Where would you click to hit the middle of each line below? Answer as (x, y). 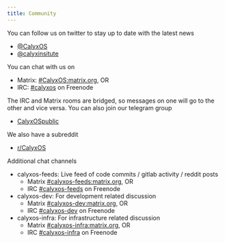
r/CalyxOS (31, 147)
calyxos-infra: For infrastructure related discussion (89, 218)
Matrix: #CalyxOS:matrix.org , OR (63, 80)
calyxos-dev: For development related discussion (87, 196)
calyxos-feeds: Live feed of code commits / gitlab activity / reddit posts (118, 174)
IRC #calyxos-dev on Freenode (71, 210)
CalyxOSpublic (38, 121)
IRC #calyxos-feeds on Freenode (74, 188)
